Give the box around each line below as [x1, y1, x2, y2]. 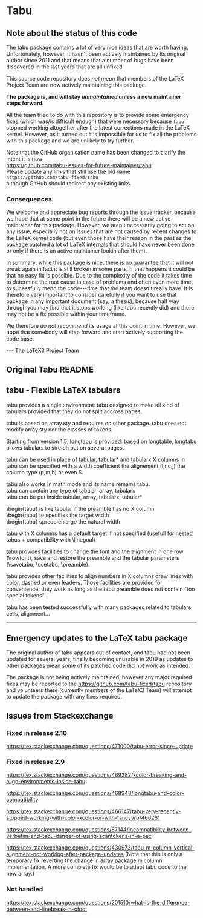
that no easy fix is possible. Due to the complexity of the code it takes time [6, 272, 192, 279]
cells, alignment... [6, 610, 50, 617]
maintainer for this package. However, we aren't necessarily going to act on [6, 222, 195, 229]
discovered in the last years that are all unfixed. [6, 63, 124, 70]
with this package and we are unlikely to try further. [6, 137, 135, 144]
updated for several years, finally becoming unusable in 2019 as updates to [6, 656, 193, 663]
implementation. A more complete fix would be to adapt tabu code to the [6, 863, 187, 871]
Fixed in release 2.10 [6, 728, 68, 737]
